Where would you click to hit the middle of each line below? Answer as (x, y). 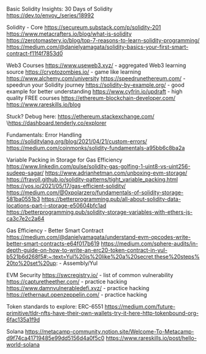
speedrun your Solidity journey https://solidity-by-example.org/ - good (96, 85)
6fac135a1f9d (23, 320)
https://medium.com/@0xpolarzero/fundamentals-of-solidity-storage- (95, 192)
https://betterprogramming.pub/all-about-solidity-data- (111, 199)
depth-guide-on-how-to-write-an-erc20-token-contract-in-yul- (87, 250)
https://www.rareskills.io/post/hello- (151, 338)
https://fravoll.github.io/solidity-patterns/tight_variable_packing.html (92, 179)
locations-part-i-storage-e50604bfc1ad (56, 206)
